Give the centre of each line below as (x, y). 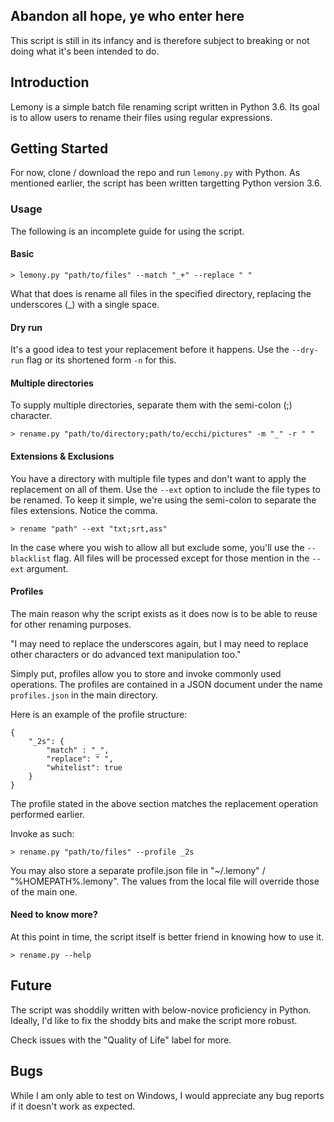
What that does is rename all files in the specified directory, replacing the (161, 293)
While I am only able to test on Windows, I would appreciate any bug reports (167, 1095)
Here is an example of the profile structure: (99, 714)
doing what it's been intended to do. (85, 51)
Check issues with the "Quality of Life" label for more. (121, 1040)
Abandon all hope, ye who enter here (127, 16)
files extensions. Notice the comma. (84, 510)
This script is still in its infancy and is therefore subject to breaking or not (160, 40)
